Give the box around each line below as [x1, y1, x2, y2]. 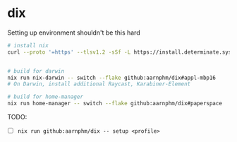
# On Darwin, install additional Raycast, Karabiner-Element [7, 81, 191, 88]
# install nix [7, 42, 49, 49]
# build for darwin [7, 67, 65, 75]
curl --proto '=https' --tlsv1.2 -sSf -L [7, 48, 131, 56]
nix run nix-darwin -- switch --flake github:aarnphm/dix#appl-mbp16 [7, 74, 217, 81]
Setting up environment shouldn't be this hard [7, 28, 140, 37]
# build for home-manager [7, 93, 83, 100]
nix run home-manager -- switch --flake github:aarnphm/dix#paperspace [7, 100, 222, 107]
